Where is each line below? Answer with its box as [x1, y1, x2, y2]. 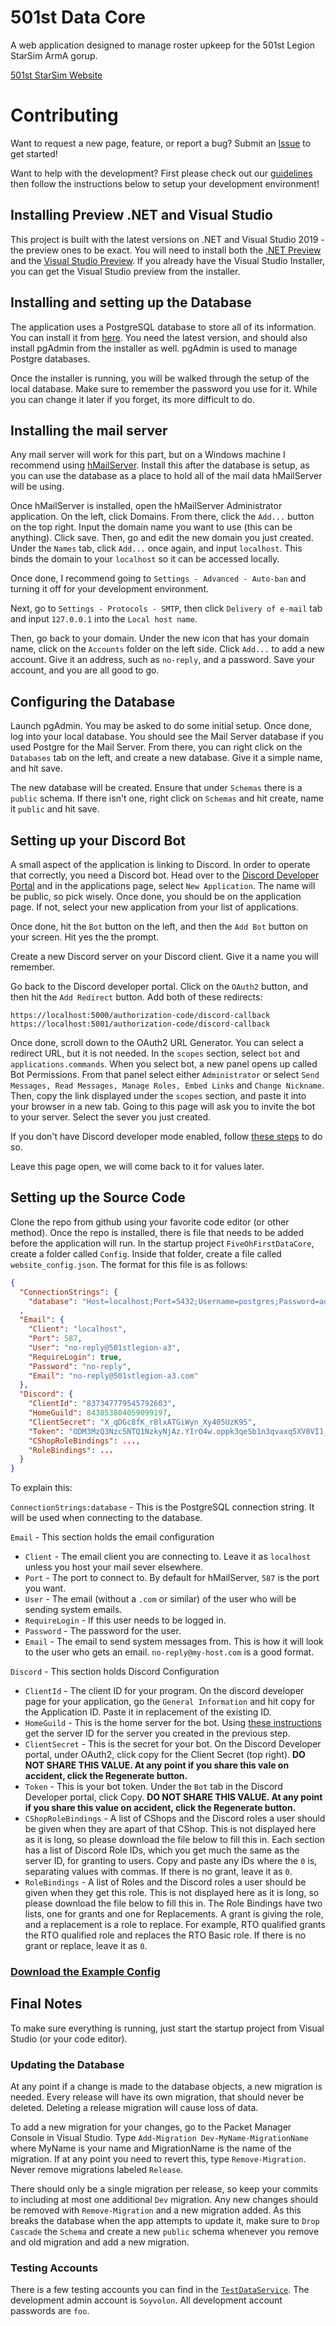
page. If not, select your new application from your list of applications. [10, 901, 299, 913]
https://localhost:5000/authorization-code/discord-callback [10, 1010, 271, 1020]
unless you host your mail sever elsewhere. [24, 1561, 203, 1573]
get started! [10, 147, 58, 160]
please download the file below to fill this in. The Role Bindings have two [24, 1897, 323, 1910]
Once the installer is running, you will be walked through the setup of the [10, 372, 310, 384]
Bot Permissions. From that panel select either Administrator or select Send [10, 1068, 320, 1080]
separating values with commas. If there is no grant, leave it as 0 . [24, 1866, 293, 1878]
